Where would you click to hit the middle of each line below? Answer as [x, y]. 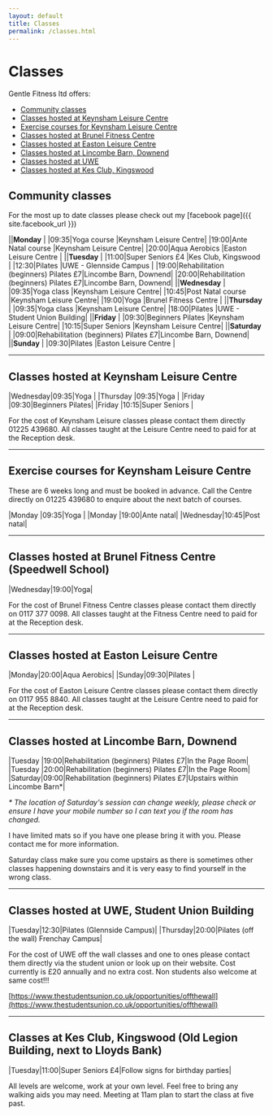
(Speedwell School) [59, 570]
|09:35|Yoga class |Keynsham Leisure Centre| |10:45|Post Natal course [127, 292]
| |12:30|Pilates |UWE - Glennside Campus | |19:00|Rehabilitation [117, 266]
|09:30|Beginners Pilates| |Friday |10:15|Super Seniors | [101, 404]
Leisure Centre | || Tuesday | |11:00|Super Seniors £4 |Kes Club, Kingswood [134, 257]
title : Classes [34, 24]
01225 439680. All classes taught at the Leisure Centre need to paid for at [132, 429]
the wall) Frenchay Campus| [56, 939]
